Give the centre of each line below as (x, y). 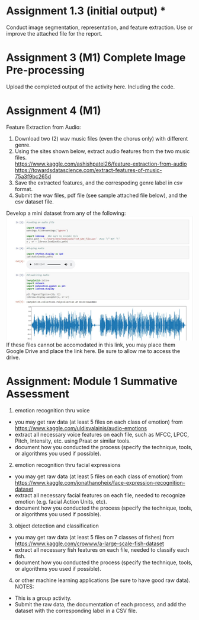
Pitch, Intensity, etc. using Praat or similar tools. (73, 441)
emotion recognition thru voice (52, 410)
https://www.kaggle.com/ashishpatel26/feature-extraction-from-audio (101, 164)
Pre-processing (45, 70)
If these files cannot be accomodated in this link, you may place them (91, 345)
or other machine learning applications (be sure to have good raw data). (102, 580)
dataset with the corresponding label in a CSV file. (76, 611)
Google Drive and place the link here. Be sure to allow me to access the (93, 351)
